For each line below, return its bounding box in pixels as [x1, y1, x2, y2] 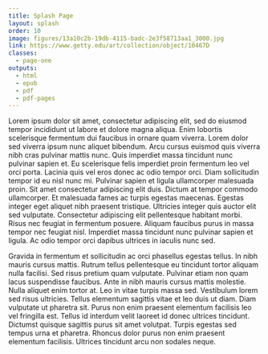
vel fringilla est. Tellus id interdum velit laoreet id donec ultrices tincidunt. [8, 311, 250, 321]
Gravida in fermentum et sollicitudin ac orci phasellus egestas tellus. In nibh [8, 251, 258, 261]
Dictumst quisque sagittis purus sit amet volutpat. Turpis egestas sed [8, 319, 237, 330]
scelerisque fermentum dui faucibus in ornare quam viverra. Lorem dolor [8, 134, 249, 143]
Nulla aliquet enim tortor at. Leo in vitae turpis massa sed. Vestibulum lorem [8, 286, 258, 295]
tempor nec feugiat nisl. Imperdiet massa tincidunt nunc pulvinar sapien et [8, 227, 254, 237]
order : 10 [8, 27, 42, 35]
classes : [8, 49, 38, 57]
